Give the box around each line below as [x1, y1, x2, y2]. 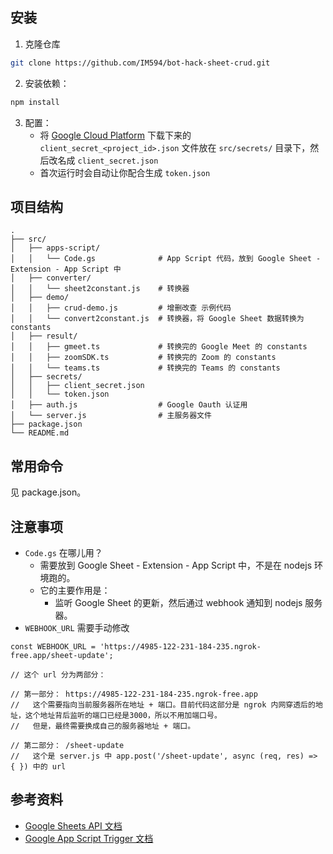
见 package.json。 [10, 486, 87, 498]
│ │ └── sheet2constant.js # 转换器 [10, 284, 190, 294]
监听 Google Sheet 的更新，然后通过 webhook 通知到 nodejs [54, 597, 303, 608]
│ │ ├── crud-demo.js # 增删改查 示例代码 [10, 303, 232, 313]
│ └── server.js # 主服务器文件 [10, 411, 212, 421]
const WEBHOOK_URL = [10, 642, 97, 652]
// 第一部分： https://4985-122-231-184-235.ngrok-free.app [10, 689, 258, 699]
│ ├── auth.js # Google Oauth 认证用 [10, 400, 248, 410]
